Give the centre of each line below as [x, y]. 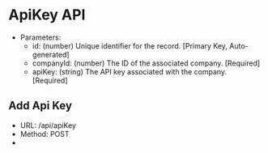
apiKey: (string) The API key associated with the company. [130, 71]
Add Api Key [40, 106]
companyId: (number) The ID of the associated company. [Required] [146, 63]
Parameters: [40, 37]
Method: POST [45, 134]
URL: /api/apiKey [48, 125]
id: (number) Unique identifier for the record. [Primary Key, [130, 45]
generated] [51, 54]
